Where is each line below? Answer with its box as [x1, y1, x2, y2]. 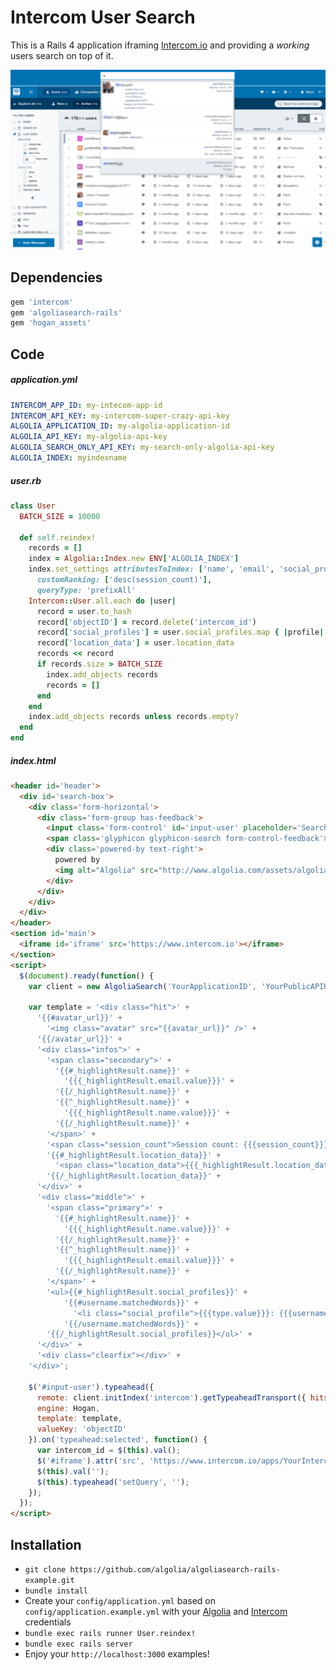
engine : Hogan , [36, 1403, 101, 1413]
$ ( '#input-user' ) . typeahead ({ [28, 1382, 155, 1392]
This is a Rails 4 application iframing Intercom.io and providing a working [10, 39, 310, 51]
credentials [24, 1616, 72, 1628]
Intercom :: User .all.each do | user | [28, 596, 177, 606]
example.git [24, 1576, 75, 1586]
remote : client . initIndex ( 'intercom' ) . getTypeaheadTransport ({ [36, 1392, 307, 1403]
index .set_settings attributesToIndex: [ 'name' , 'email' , [28, 564, 275, 575]
